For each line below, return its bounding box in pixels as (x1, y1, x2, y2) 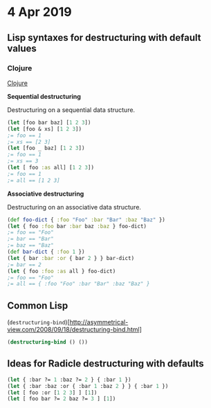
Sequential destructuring (7, 92, 82, 100)
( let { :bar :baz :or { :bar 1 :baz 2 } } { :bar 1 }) (7, 382, 169, 389)
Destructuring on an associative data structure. (7, 203, 142, 211)
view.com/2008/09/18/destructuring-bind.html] (7, 326, 142, 334)
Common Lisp (7, 299, 68, 311)
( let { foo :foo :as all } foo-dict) (7, 268, 116, 275)
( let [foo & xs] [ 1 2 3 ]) (7, 125, 82, 132)
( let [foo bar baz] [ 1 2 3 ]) (7, 119, 91, 126)
